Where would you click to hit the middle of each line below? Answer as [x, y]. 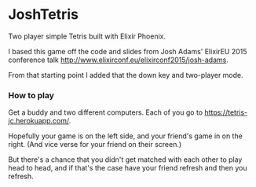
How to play [31, 95]
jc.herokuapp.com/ [38, 121]
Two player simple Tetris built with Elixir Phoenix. [87, 36]
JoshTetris [43, 15]
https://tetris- [226, 112]
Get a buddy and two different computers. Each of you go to [105, 112]
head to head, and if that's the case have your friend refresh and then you [128, 168]
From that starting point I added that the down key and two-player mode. [126, 75]
